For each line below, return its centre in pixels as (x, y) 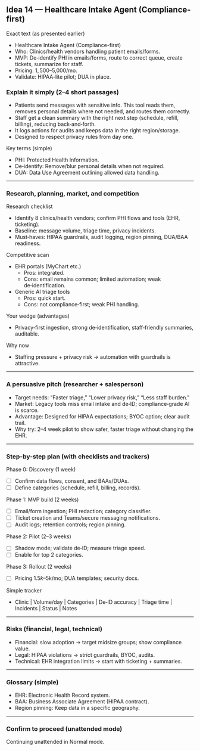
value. (22, 648)
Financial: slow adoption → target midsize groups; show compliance (98, 642)
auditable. (27, 334)
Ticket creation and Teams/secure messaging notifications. (87, 518)
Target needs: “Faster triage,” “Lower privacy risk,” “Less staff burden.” (102, 397)
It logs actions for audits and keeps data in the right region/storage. (97, 131)
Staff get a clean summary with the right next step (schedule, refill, (96, 118)
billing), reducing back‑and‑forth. (55, 124)
